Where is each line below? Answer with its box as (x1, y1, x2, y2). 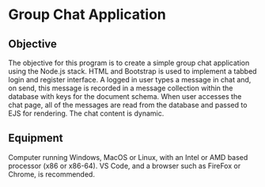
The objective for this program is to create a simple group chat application (8, 58, 250, 67)
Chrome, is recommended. (8, 169, 95, 179)
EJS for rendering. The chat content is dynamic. (8, 109, 165, 118)
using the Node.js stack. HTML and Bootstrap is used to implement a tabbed (8, 67, 257, 76)
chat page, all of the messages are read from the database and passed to (8, 101, 248, 109)
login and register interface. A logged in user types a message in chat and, (8, 75, 252, 84)
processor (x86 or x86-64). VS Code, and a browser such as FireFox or (8, 161, 241, 170)
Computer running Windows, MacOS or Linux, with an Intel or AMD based (8, 152, 248, 162)
